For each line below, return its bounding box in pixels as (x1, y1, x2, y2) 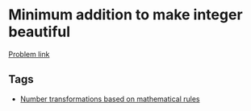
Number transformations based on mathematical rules (19, 94, 200, 104)
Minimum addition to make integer (8, 6, 244, 24)
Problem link (8, 49, 50, 59)
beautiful (8, 23, 71, 41)
